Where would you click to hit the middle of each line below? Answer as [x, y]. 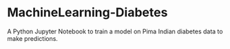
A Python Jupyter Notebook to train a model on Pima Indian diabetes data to [115, 31]
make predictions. [33, 38]
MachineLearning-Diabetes [87, 13]
